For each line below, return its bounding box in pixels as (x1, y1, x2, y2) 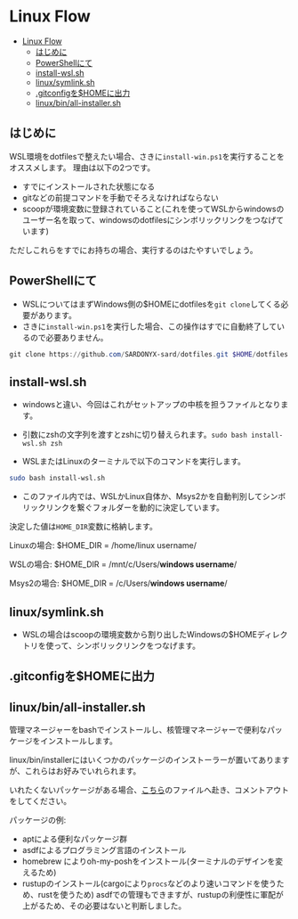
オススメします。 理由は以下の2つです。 (9, 162, 156, 173)
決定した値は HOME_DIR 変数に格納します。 (9, 521, 157, 532)
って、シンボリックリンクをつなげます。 (52, 640, 200, 651)
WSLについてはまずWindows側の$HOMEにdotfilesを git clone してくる (21, 299, 282, 309)
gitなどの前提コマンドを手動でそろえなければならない (21, 192, 220, 202)
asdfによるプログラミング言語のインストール (21, 845, 187, 856)
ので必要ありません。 (29, 332, 109, 342)
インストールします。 (39, 735, 118, 746)
